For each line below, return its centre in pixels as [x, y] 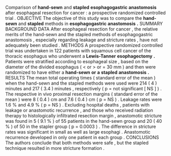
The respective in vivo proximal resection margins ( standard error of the [82, 94]
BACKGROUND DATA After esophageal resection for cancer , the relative [82, 29]
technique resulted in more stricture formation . [55, 148]
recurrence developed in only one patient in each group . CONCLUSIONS [82, 137]
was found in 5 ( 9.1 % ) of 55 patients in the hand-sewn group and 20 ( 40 [84, 121]
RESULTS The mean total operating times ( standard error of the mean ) [80, 78]
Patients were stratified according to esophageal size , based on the [77, 61]
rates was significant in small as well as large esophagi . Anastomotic [78, 132]
